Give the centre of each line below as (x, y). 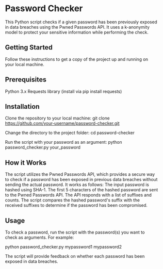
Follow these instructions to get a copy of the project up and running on (77, 59)
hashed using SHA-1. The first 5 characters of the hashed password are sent (81, 190)
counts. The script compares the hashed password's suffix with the (72, 200)
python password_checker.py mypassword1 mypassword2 (64, 247)
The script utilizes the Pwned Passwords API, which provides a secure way (80, 174)
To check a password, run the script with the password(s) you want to (75, 232)
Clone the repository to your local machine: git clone (57, 118)
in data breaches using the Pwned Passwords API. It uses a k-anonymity (77, 27)
